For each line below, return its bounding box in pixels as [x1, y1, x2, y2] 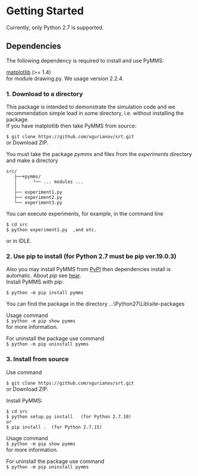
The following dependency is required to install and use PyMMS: [6, 57, 164, 64]
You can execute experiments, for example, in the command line [6, 210, 164, 217]
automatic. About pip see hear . [6, 272, 81, 279]
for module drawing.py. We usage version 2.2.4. [6, 74, 124, 82]
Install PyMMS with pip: [6, 278, 64, 285]
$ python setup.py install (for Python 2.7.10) [6, 413, 132, 419]
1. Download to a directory [6, 89, 83, 98]
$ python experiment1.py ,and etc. [6, 227, 97, 233]
